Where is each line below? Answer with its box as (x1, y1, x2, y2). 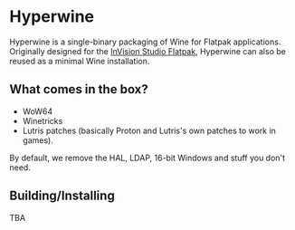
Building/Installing (9, 188, 115, 204)
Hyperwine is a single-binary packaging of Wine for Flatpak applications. (9, 36, 281, 47)
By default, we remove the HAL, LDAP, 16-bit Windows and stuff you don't (9, 152, 286, 163)
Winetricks (22, 115, 63, 126)
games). (22, 134, 54, 146)
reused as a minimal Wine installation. (9, 55, 150, 66)
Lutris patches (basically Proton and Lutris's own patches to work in (22, 125, 276, 136)
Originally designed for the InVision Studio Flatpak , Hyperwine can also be (9, 45, 287, 56)
